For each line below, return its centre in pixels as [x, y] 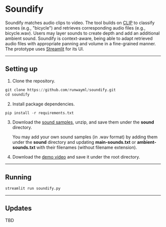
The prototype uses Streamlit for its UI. [44, 49]
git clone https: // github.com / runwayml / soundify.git [61, 90]
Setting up [21, 69]
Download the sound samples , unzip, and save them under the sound [83, 122]
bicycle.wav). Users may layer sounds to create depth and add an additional [83, 33]
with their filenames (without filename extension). [87, 147]
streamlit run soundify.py [33, 189]
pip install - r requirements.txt [40, 113]
